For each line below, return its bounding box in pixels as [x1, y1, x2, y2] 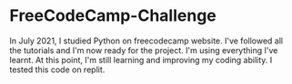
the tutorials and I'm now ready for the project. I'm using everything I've [9, 44, 278, 55]
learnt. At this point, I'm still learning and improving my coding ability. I [9, 54, 273, 65]
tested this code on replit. [9, 64, 106, 75]
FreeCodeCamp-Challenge [9, 5, 216, 26]
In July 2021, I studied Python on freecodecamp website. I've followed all [9, 35, 284, 46]
